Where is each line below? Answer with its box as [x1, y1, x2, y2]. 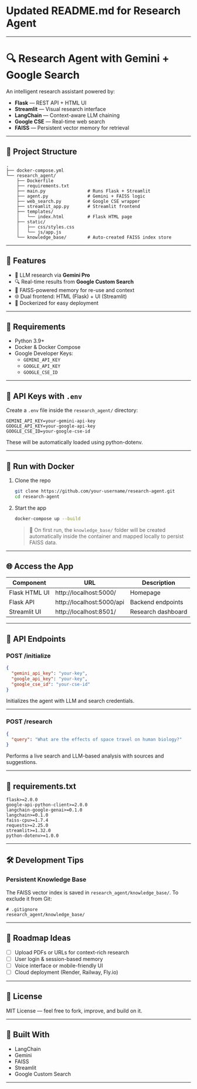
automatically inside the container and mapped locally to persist [29, 532, 184, 540]
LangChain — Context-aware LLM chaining [14, 112, 120, 119]
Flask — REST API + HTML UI [14, 99, 87, 106]
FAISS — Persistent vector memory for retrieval [14, 124, 130, 131]
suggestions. [6, 759, 38, 766]
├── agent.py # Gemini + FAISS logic [16, 193, 145, 199]
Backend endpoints [130, 598, 184, 607]
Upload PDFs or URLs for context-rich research [14, 949, 130, 956]
